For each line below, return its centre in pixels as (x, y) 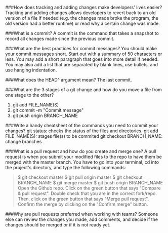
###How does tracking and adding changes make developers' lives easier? (84, 7)
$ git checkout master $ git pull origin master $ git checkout (80, 177)
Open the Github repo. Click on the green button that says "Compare (89, 188)
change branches (24, 142)
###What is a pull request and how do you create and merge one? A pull (81, 151)
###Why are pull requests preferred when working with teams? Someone (82, 214)
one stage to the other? (30, 95)
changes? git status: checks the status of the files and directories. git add (82, 131)
